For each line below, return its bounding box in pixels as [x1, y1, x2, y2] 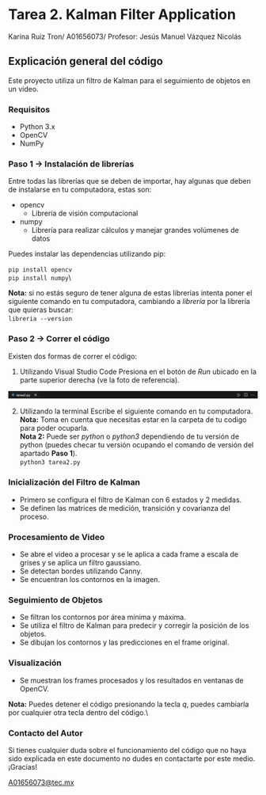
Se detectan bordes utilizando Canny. [19, 566, 142, 576]
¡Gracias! [8, 762, 38, 771]
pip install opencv [8, 266, 73, 274]
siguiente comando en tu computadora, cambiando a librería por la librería [8, 297, 251, 306]
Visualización [8, 657, 62, 668]
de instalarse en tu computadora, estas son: [8, 184, 152, 195]
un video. [8, 84, 39, 93]
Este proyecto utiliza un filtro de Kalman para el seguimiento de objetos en [8, 75, 251, 85]
